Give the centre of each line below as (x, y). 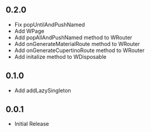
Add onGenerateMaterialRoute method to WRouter (77, 44)
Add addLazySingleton (43, 90)
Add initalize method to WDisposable (60, 56)
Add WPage (29, 31)
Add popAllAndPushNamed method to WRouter (73, 37)
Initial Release (32, 124)
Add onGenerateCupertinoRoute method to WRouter (79, 50)
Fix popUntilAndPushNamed (50, 24)
